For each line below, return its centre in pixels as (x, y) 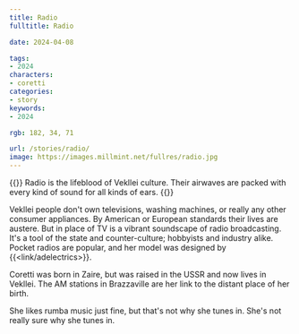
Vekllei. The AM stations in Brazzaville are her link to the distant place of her (149, 284)
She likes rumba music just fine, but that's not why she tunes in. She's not (145, 311)
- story (24, 99)
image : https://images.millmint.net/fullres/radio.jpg (114, 158)
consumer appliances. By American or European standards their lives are (144, 219)
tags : (19, 58)
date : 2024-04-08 (42, 42)
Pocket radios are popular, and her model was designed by (118, 248)
